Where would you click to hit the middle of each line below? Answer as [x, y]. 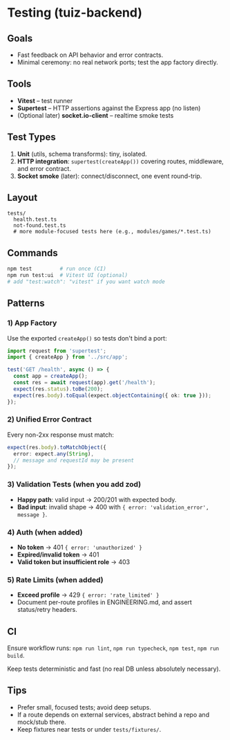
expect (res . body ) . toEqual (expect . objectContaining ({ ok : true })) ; [113, 395]
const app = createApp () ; [51, 376]
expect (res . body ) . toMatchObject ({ [57, 447]
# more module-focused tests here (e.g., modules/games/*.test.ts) [113, 232]
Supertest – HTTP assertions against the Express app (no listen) [109, 108]
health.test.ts [35, 219]
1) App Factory [32, 323]
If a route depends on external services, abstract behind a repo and [113, 714]
